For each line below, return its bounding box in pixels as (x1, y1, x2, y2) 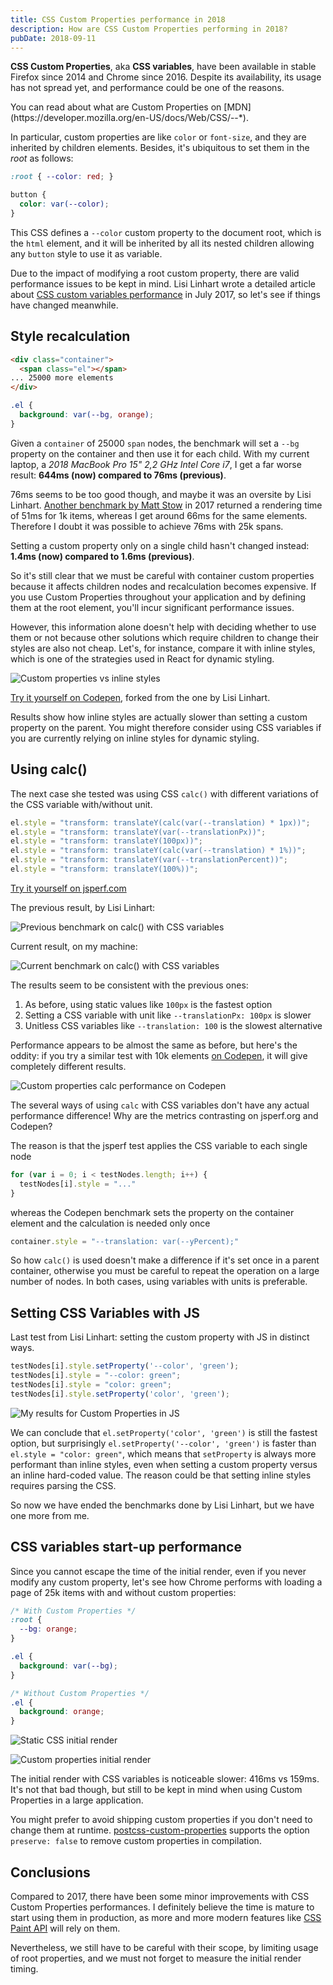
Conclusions (10, 1864, 91, 1881)
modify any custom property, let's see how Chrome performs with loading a (10, 1576, 323, 1588)
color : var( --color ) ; (19, 199, 110, 210)
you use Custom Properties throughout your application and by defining (10, 591, 306, 603)
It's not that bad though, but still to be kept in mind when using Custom (10, 1784, 303, 1796)
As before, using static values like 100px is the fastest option (24, 998, 273, 1010)
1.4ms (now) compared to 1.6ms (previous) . (10, 550, 195, 562)
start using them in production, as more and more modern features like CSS (10, 1911, 322, 1923)
